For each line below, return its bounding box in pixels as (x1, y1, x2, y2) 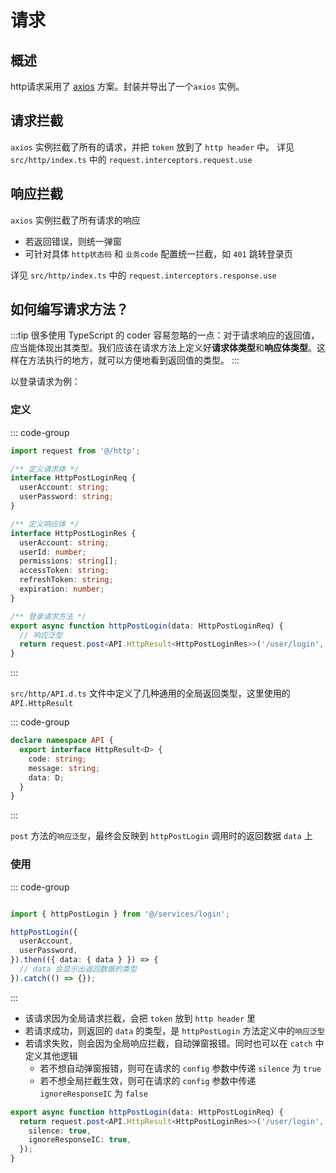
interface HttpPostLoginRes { (10, 528, 137, 538)
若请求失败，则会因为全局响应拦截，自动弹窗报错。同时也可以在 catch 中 (24, 1037, 325, 1049)
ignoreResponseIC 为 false (39, 1087, 148, 1099)
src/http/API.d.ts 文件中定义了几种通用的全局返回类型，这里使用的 (10, 687, 291, 700)
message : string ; (28, 763, 101, 773)
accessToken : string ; (19, 566, 110, 576)
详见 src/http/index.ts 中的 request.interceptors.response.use (10, 269, 277, 281)
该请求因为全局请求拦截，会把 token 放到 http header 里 (24, 1012, 257, 1024)
